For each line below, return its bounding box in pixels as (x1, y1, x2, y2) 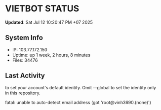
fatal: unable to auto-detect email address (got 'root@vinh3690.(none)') (5, 99, 152, 105)
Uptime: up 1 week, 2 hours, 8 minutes (12, 52, 90, 58)
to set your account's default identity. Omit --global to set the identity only (5, 84, 157, 90)
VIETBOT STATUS (5, 3, 80, 14)
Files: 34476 (12, 57, 38, 63)
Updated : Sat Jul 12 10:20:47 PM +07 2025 (5, 19, 93, 25)
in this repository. (5, 90, 40, 96)
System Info (5, 34, 43, 42)
